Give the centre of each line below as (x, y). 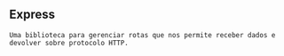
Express (32, 15)
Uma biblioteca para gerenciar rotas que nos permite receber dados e (142, 35)
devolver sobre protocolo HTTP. (69, 43)
